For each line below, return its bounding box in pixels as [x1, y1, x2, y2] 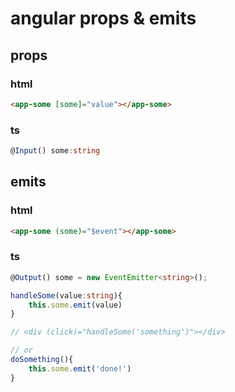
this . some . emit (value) [28, 300, 123, 310]
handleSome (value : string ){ [10, 290, 123, 301]
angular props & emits [10, 7, 197, 30]
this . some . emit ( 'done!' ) [28, 363, 132, 374]
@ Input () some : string [10, 146, 101, 156]
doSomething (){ [10, 355, 74, 365]
